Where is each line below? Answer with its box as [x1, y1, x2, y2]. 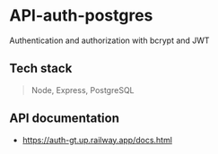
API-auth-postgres [9, 5, 153, 26]
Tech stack [9, 61, 73, 76]
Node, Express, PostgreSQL [31, 84, 135, 95]
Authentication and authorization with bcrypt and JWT [9, 35, 210, 46]
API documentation [9, 111, 119, 126]
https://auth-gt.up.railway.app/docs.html [22, 134, 173, 145]
